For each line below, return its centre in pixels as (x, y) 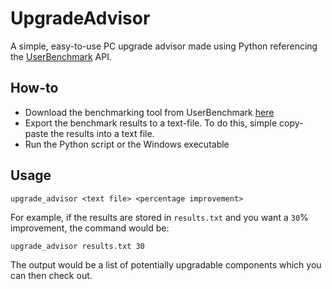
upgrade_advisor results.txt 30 (77, 246)
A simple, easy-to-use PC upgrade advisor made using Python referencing (164, 46)
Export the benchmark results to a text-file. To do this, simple (151, 123)
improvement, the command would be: (90, 228)
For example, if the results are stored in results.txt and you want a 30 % (159, 217)
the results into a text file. (102, 133)
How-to (34, 88)
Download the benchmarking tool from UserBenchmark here (149, 112)
